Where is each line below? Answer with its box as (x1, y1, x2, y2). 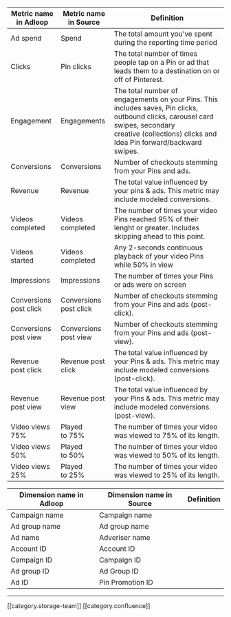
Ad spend (10, 34, 42, 43)
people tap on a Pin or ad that (113, 58, 210, 67)
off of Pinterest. (113, 75, 164, 84)
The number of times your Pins (113, 272, 214, 281)
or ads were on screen (113, 280, 187, 289)
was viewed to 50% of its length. (113, 451, 220, 460)
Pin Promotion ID (99, 578, 153, 587)
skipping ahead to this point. (113, 232, 206, 241)
